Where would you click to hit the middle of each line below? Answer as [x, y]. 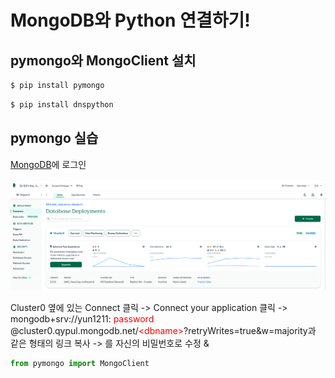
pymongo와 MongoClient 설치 [103, 60]
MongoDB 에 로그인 [48, 164]
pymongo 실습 [54, 138]
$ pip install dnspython [62, 104]
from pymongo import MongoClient [80, 364]
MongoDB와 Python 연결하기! [130, 20]
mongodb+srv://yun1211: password [82, 319]
